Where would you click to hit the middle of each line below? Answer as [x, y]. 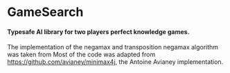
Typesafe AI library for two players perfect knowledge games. [98, 31]
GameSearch [45, 12]
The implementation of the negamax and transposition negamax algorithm [113, 47]
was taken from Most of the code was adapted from [81, 55]
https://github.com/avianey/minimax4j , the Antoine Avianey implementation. [115, 62]
